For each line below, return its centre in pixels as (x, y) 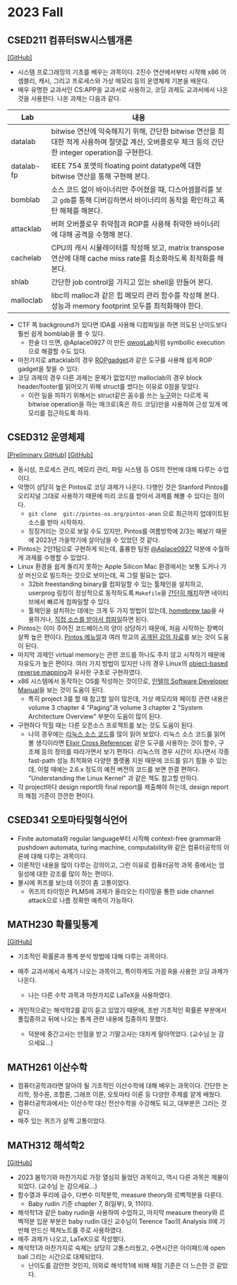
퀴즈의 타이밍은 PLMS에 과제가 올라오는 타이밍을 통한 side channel (121, 891)
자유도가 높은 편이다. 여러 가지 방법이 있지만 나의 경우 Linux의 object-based (122, 663)
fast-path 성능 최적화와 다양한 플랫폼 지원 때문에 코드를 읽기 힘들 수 (121, 760)
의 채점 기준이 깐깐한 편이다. (56, 795)
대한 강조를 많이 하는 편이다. (75, 874)
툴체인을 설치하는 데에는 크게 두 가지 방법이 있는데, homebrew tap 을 (122, 610)
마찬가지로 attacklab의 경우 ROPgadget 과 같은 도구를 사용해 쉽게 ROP (115, 360)
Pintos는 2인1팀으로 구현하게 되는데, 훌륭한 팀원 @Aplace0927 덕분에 (114, 548)
